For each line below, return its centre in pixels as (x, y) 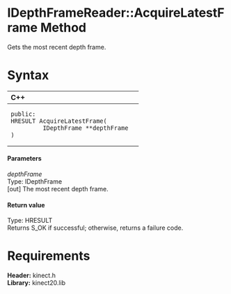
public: (23, 114)
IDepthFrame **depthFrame (86, 128)
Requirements (49, 256)
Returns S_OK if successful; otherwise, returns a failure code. (95, 228)
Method (64, 28)
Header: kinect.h (31, 275)
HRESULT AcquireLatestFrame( (59, 121)
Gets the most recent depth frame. (57, 47)
